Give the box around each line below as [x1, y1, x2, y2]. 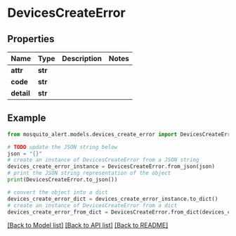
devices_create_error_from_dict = [7, 209, 109, 216]
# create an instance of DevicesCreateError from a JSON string [7, 157, 199, 164]
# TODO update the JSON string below [7, 143, 118, 150]
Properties [7, 33, 55, 45]
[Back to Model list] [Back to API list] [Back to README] [7, 221, 169, 230]
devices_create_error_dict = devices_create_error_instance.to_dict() [7, 195, 218, 202]
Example [7, 112, 46, 124]
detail [11, 88, 30, 98]
